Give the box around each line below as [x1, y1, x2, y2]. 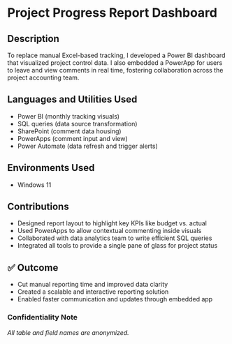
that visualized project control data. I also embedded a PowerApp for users [7, 59, 223, 67]
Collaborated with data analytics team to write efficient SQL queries [17, 234, 212, 242]
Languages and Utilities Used [7, 94, 138, 105]
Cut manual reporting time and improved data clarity [17, 281, 168, 289]
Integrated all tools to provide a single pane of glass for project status [17, 241, 218, 250]
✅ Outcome [7, 262, 59, 274]
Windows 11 [17, 180, 52, 189]
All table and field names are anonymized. [7, 328, 129, 336]
